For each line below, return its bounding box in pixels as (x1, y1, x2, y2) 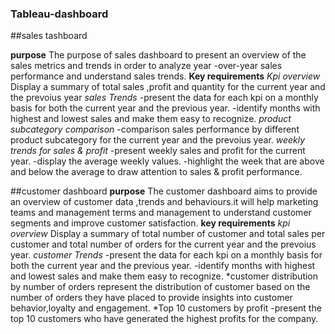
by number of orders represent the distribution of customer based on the (10, 281, 311, 293)
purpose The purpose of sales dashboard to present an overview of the (10, 49, 307, 61)
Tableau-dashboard (10, 7, 109, 21)
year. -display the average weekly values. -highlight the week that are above (10, 155, 325, 167)
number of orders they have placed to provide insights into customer (10, 292, 293, 304)
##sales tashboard (10, 30, 88, 42)
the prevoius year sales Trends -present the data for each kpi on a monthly (10, 92, 319, 104)
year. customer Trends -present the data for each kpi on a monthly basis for (10, 249, 323, 261)
